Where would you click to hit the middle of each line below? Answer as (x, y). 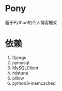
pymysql (21, 62)
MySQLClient (25, 68)
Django (19, 57)
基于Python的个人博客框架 (31, 22)
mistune (20, 73)
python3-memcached (34, 83)
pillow (18, 78)
